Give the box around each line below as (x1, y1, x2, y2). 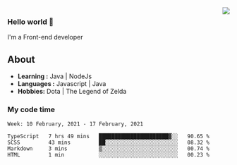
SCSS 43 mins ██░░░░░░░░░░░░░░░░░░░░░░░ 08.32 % (7, 139, 210, 147)
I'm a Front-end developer (7, 33, 83, 42)
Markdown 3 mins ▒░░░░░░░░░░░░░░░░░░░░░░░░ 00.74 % (7, 145, 210, 152)
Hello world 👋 (7, 17, 54, 27)
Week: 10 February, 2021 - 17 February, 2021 (7, 121, 143, 128)
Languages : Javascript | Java (17, 80, 107, 88)
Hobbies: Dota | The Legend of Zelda (17, 87, 127, 96)
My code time (7, 105, 55, 115)
